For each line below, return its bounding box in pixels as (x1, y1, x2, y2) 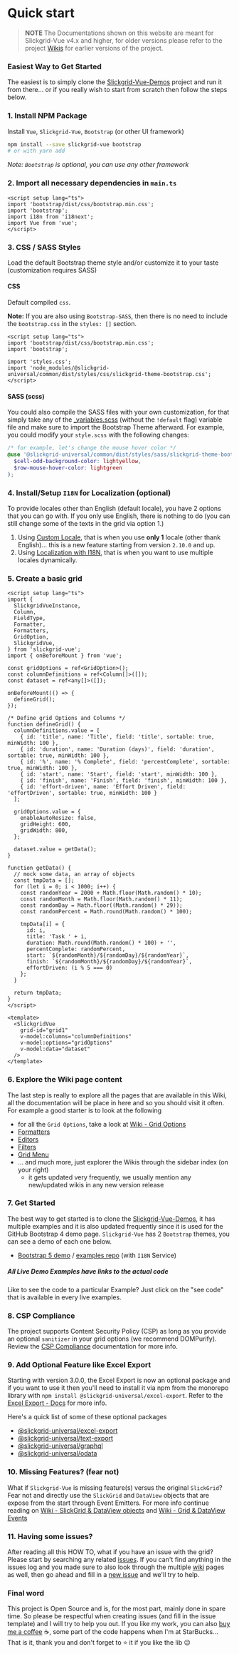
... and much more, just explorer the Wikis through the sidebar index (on (17, 1157, 229, 1166)
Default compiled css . (7, 298, 71, 307)
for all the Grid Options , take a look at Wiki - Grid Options (17, 1120, 186, 1128)
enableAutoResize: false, (20, 815, 97, 822)
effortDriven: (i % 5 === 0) (26, 965, 113, 972)
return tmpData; (14, 990, 62, 997)
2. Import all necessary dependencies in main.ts (7, 178, 177, 188)
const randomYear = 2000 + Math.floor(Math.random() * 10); (20, 890, 202, 897)
